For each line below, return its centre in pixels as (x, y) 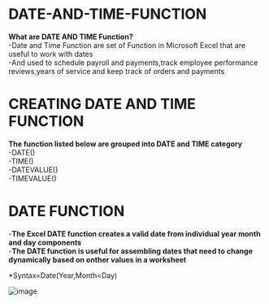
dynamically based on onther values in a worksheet (98, 259)
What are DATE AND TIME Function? (71, 37)
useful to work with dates (51, 54)
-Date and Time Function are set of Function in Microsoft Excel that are (127, 45)
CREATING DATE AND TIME (102, 104)
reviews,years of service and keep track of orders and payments (117, 71)
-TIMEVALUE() (33, 178)
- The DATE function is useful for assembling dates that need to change (131, 251)
